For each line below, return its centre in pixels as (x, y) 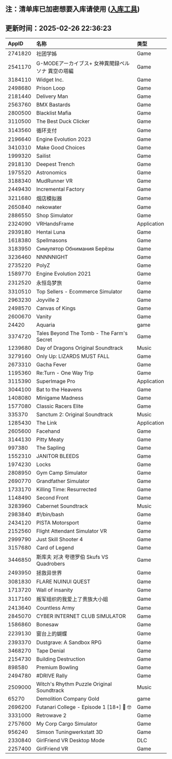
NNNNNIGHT (52, 257)
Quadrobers (51, 564)
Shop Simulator (55, 216)
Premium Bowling (57, 667)
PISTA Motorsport (58, 523)
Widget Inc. (50, 80)
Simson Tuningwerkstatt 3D (70, 732)
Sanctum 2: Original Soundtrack (74, 415)
